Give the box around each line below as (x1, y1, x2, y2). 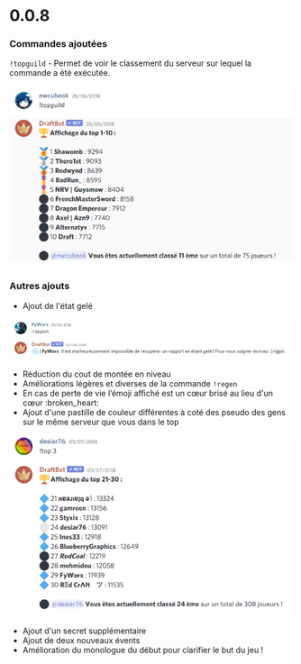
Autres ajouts (9, 280, 70, 293)
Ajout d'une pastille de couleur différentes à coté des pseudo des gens (22, 407, 287, 418)
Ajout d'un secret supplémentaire (22, 625, 147, 636)
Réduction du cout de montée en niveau (22, 368, 171, 379)
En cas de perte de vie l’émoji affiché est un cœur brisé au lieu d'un (22, 388, 273, 399)
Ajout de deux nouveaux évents (22, 634, 141, 645)
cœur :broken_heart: (22, 397, 99, 408)
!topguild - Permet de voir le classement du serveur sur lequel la (9, 58, 252, 68)
